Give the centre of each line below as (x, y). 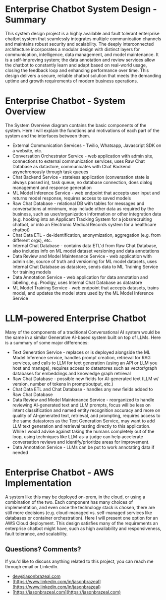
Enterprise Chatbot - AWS (59, 472)
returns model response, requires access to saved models (72, 198)
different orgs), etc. (32, 240)
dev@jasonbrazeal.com (36, 576)
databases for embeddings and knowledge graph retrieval (72, 373)
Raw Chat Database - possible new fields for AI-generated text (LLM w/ (85, 379)
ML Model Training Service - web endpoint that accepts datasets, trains (85, 288)
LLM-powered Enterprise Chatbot (76, 318)
